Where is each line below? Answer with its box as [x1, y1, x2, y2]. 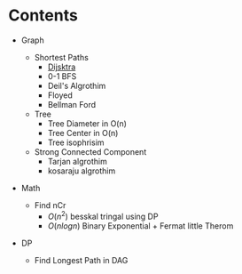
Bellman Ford [47, 99, 97, 109]
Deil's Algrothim [47, 80, 106, 91]
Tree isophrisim [47, 137, 105, 148]
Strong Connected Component [34, 146, 147, 157]
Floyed [47, 90, 73, 101]
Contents [8, 5, 79, 26]
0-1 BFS [47, 70, 77, 81]
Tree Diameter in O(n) [47, 117, 128, 129]
